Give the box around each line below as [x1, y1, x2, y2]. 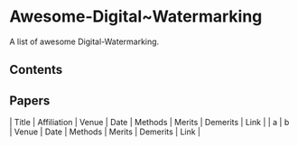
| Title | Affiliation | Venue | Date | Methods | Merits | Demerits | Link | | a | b [9, 117, 290, 128]
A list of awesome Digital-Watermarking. [9, 36, 160, 47]
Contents [9, 62, 63, 78]
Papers [9, 93, 51, 108]
